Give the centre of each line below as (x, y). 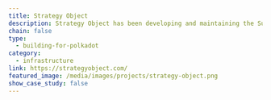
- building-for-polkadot (57, 46)
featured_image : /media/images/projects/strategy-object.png (113, 76)
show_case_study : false (48, 83)
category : (25, 53)
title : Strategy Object (48, 16)
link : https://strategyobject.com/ (68, 69)
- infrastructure (45, 61)
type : (17, 38)
